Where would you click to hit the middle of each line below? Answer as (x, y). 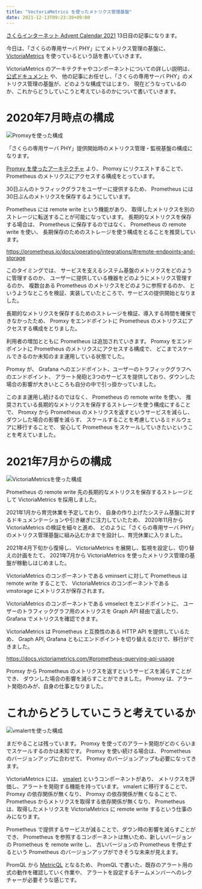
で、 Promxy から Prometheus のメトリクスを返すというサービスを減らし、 (99, 412)
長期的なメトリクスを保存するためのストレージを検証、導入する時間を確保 (99, 314)
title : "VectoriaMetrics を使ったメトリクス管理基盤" (69, 12)
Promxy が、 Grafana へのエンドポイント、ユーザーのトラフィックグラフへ (99, 369)
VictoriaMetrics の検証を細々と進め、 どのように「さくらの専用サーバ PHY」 (100, 528)
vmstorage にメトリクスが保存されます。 (57, 591)
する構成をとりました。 (51, 329)
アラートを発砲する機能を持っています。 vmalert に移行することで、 (106, 786)
